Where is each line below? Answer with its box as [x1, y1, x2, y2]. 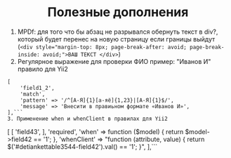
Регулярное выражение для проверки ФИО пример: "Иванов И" [17, 57, 211, 65]
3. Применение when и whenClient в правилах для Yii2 [7, 115, 169, 122]
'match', [20, 91, 46, 98]
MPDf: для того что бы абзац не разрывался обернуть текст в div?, [17, 27, 218, 36]
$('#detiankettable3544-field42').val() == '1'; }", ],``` [7, 142, 158, 151]
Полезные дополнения [47, 4, 189, 20]
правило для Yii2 [17, 65, 68, 73]
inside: [17, 51, 40, 58]
